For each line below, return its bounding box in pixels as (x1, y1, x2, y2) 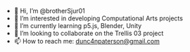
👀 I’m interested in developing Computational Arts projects (13, 14, 183, 22)
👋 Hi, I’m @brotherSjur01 (13, 7, 86, 15)
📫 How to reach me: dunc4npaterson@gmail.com (13, 37, 160, 45)
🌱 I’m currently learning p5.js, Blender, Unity (13, 22, 142, 30)
